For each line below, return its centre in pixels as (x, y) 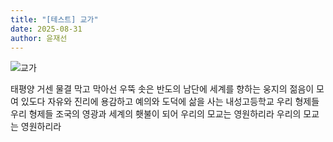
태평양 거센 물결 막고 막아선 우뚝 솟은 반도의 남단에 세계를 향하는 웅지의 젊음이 (162, 89)
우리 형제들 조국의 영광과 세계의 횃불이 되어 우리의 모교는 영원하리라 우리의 (156, 114)
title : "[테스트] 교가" (54, 19)
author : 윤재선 (39, 38)
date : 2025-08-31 (46, 29)
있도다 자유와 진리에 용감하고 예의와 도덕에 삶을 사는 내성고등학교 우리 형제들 (170, 102)
